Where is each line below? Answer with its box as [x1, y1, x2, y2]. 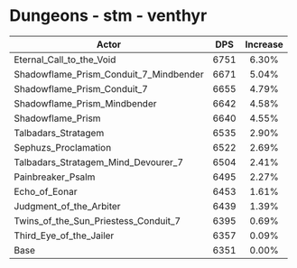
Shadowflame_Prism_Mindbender [14, 97, 157, 109]
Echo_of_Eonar [14, 185, 78, 198]
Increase [245, 38, 284, 51]
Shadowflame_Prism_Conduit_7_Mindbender [14, 68, 205, 80]
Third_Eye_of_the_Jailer [14, 229, 115, 242]
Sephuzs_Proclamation [14, 141, 112, 153]
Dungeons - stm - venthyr [9, 5, 208, 26]
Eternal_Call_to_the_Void [14, 53, 116, 66]
